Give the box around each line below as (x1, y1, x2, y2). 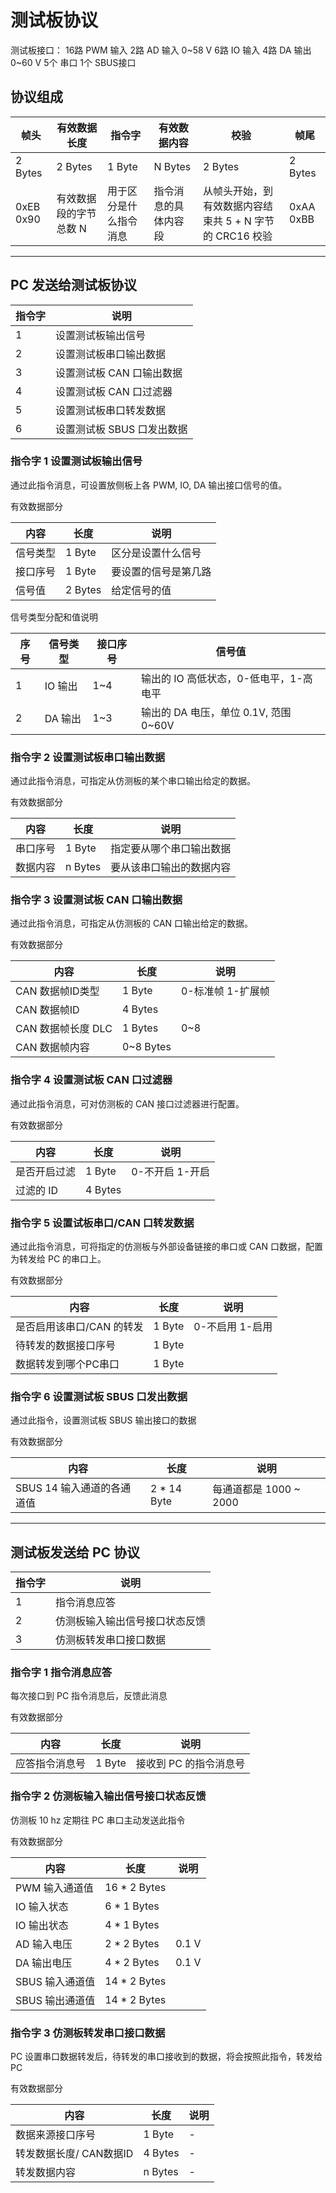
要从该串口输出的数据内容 (110, 861, 232, 875)
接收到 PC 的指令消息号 (135, 1757, 246, 1771)
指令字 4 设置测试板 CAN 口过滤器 (10, 1073, 173, 1087)
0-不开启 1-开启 (131, 1164, 211, 1178)
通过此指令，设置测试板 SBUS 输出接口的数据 (10, 1414, 197, 1426)
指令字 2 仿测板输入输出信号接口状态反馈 (10, 1789, 207, 1803)
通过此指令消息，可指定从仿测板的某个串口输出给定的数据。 (10, 775, 256, 787)
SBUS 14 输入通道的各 (15, 1481, 122, 1495)
